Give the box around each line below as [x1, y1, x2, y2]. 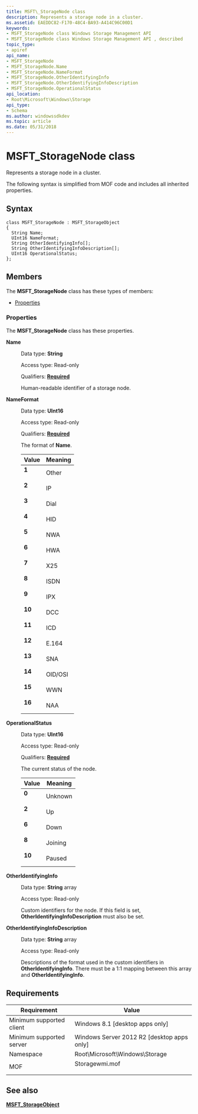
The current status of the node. [21, 765, 97, 772]
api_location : [6, 91, 41, 97]
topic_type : [6, 42, 35, 48]
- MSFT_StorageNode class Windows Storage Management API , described [6, 36, 183, 42]
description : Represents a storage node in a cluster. [6, 14, 144, 20]
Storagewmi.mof [74, 1059, 121, 1067]
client [9, 1023, 25, 1031]
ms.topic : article [6, 119, 51, 125]
